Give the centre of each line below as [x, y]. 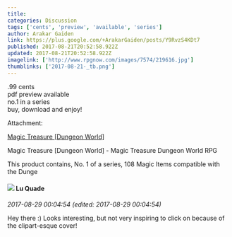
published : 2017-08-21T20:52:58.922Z [63, 47]
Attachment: [25, 123]
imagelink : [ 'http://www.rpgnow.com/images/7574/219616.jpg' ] [100, 60]
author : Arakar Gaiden [41, 34]
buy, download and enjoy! [45, 109]
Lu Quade [30, 189]
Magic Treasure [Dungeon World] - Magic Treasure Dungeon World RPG [112, 150]
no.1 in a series [29, 102]
